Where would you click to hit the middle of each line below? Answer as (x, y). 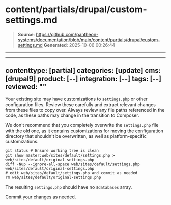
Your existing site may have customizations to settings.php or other (76, 99)
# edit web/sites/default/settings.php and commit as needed (72, 173)
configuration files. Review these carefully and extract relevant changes (81, 104)
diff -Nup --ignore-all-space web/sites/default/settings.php (73, 164)
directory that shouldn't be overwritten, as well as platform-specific (76, 136)
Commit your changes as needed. (41, 197)
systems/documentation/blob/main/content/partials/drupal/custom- (89, 40)
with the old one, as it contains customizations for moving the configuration (84, 131)
